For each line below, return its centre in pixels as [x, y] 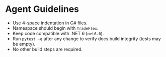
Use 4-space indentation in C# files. [50, 23]
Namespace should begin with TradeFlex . [55, 28]
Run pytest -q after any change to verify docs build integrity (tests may [87, 39]
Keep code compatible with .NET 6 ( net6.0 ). [58, 33]
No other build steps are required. [48, 49]
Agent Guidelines [42, 9]
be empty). [24, 44]
